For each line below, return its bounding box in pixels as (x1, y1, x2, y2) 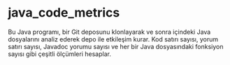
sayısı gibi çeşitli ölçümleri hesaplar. (8, 50, 111, 58)
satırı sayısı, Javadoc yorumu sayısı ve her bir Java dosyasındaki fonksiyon (8, 42, 224, 50)
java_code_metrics (8, 5, 120, 21)
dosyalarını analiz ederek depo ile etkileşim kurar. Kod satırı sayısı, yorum (8, 35, 219, 43)
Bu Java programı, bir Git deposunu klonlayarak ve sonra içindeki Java (8, 28, 211, 36)
